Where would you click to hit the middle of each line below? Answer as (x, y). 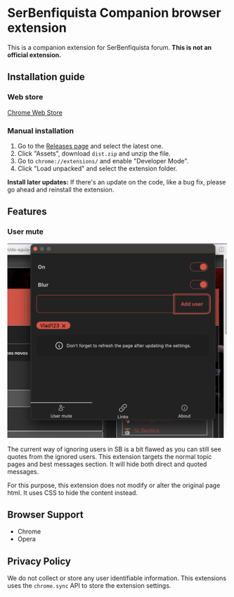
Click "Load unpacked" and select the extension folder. (97, 168)
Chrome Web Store (35, 112)
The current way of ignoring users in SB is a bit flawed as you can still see (114, 449)
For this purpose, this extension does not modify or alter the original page (114, 485)
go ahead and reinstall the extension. (61, 189)
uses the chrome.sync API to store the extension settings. (89, 586)
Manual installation (41, 130)
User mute (26, 232)
